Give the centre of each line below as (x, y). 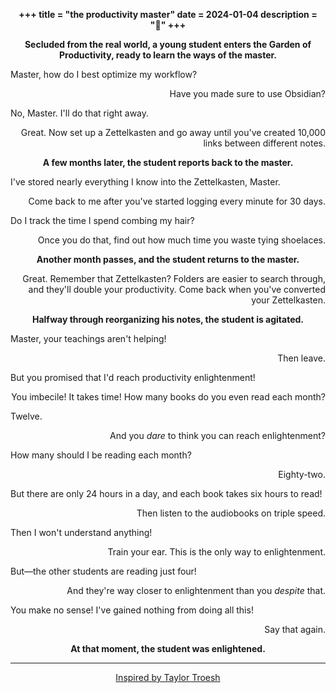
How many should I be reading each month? (101, 455)
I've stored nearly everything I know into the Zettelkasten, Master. (145, 182)
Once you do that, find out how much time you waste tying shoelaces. (181, 240)
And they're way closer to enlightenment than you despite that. (196, 590)
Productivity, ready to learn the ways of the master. (168, 55)
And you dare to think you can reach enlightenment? (217, 435)
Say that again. (295, 629)
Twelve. (26, 416)
